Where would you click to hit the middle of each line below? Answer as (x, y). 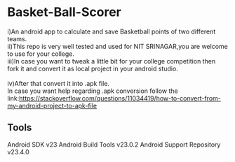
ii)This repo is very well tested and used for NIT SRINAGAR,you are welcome (117, 46)
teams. (17, 38)
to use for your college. (41, 54)
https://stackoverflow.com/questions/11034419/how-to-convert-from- (120, 98)
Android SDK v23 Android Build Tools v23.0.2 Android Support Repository (114, 145)
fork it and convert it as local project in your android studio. (93, 68)
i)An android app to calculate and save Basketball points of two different (112, 31)
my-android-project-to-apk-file (52, 105)
